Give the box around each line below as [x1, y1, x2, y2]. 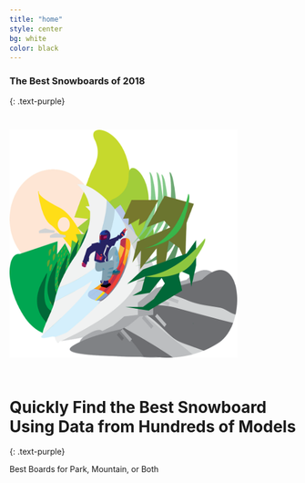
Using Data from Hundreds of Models [9, 416, 297, 437]
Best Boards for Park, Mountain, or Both [9, 464, 159, 475]
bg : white [9, 34, 47, 43]
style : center [9, 24, 64, 34]
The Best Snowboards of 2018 [9, 75, 146, 87]
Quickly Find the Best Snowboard [9, 396, 267, 417]
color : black [9, 44, 59, 53]
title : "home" [9, 15, 64, 24]
